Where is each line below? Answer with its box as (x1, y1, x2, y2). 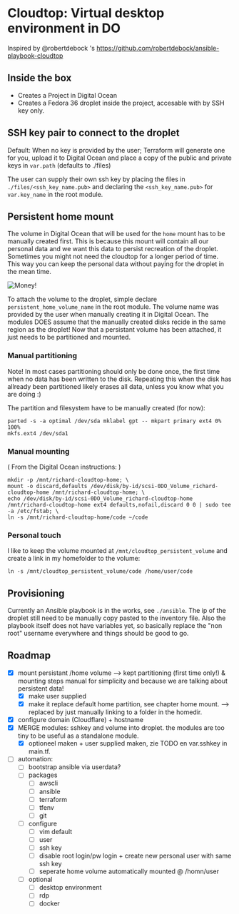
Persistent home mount (7, 210, 114, 223)
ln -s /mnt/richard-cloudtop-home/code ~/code (7, 514, 148, 521)
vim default (39, 827, 73, 836)
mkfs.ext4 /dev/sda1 (7, 430, 69, 437)
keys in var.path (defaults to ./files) (7, 161, 111, 169)
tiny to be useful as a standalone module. (17, 731, 139, 740)
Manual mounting (7, 446, 70, 456)
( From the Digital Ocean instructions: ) (7, 462, 121, 471)
